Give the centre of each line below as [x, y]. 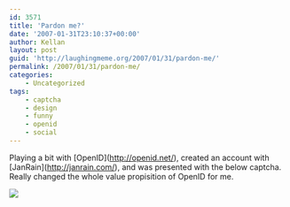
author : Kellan [37, 42]
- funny [39, 116]
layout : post [33, 50]
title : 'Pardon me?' [47, 26]
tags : [19, 91]
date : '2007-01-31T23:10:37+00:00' [75, 34]
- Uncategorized [55, 83]
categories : [31, 75]
